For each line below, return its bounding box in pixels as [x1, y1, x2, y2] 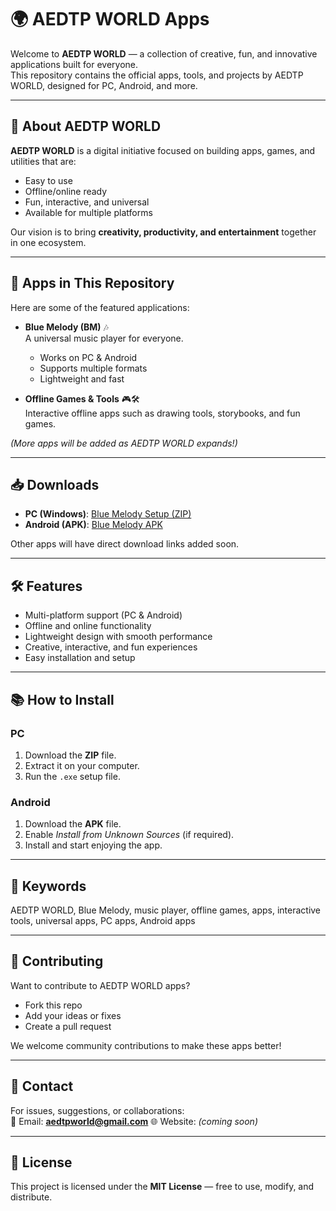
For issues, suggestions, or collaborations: [10, 1104, 185, 1116]
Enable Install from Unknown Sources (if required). [24, 829, 235, 841]
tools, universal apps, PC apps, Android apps [10, 914, 196, 926]
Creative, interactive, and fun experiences [24, 641, 198, 653]
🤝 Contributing [10, 953, 104, 970]
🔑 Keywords [10, 877, 87, 895]
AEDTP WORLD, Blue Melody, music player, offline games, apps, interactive [10, 904, 322, 916]
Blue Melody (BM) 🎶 [24, 321, 109, 333]
